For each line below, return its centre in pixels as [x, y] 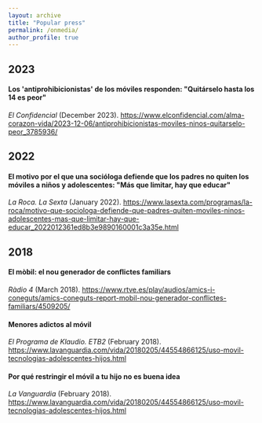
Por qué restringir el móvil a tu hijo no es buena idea [94, 376]
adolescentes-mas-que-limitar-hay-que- [74, 219]
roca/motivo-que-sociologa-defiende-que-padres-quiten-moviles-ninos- [127, 211]
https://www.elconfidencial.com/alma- [182, 115]
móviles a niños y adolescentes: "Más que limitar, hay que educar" [120, 185]
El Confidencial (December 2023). [64, 115]
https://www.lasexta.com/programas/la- [188, 202]
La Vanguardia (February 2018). [60, 394]
